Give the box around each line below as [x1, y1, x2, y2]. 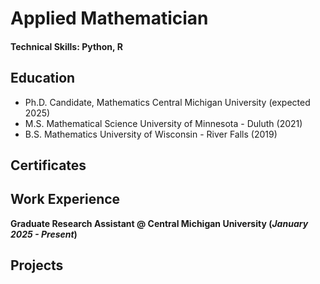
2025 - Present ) [10, 228, 78, 240]
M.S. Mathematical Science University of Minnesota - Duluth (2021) [24, 117, 303, 129]
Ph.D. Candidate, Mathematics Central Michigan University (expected [24, 96, 311, 108]
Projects [10, 257, 64, 274]
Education [10, 70, 76, 87]
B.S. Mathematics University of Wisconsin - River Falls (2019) [24, 128, 278, 140]
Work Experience [10, 191, 121, 208]
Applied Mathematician [10, 7, 209, 30]
